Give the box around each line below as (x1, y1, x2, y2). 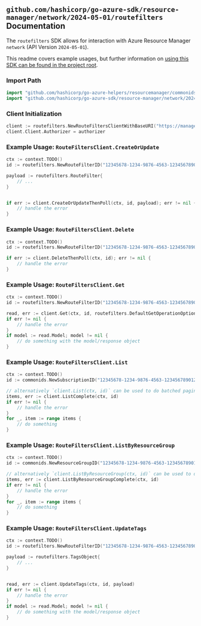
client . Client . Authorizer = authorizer (6, 129, 106, 135)
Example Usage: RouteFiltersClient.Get (6, 280, 125, 288)
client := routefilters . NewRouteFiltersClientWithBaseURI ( (6, 123, 157, 129)
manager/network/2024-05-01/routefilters (6, 13, 163, 22)
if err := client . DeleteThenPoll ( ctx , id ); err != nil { (6, 255, 151, 262)
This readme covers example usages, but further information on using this (6, 54, 189, 62)
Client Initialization (6, 110, 62, 118)
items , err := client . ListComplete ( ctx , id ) (6, 393, 119, 399)
